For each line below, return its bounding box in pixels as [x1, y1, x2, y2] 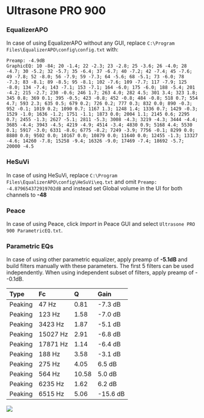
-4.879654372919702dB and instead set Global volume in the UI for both [6, 184, 183, 192]
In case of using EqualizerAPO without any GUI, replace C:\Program [6, 39, 175, 47]
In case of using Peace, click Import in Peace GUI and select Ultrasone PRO [6, 220, 195, 228]
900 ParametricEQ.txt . [6, 227, 63, 234]
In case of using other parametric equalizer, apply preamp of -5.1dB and [6, 256, 188, 263]
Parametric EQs [6, 242, 54, 250]
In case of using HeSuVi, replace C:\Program [6, 171, 118, 179]
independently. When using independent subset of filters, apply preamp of [6, 269, 194, 276]
